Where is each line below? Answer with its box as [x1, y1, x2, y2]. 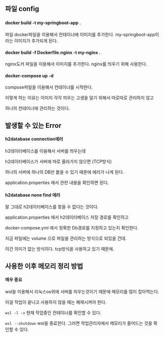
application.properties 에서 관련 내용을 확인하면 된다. [5, 179, 109, 185]
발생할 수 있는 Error [5, 121, 62, 130]
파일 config [5, 4, 40, 13]
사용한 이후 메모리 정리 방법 [5, 262, 83, 270]
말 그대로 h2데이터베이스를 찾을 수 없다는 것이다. [5, 204, 99, 210]
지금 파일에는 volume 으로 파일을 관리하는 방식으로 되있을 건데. [5, 235, 127, 241]
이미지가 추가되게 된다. [14, 38, 58, 44]
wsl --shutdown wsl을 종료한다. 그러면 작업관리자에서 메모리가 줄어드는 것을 [5, 320, 153, 326]
